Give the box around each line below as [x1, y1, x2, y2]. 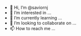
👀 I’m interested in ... [9, 10, 52, 16]
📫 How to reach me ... [9, 26, 55, 31]
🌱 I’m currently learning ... [9, 15, 62, 20]
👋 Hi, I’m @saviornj [9, 5, 48, 10]
